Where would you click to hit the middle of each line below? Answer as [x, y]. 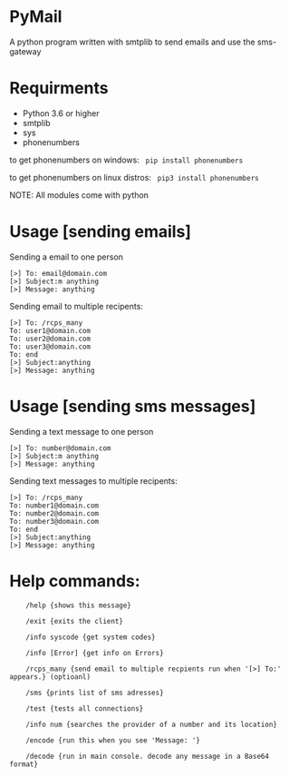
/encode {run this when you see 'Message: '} [113, 740]
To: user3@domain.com [50, 347]
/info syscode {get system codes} [91, 637]
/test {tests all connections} [85, 708]
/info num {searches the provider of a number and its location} [152, 724]
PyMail [36, 17]
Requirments [59, 89]
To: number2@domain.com [54, 513]
